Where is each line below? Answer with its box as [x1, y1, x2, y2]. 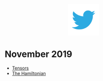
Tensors [11, 65, 29, 71]
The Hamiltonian [11, 70, 46, 76]
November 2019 [4, 48, 72, 59]
